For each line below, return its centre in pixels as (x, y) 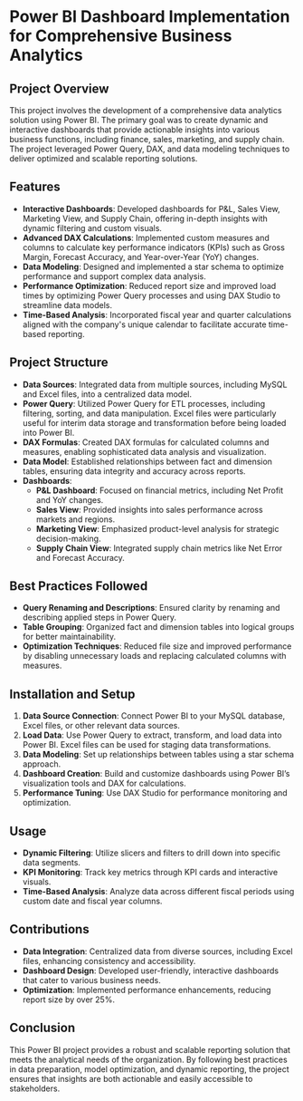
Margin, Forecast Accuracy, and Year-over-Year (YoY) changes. (141, 256)
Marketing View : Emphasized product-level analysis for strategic (157, 528)
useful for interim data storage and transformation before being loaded (154, 422)
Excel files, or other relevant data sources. (101, 726)
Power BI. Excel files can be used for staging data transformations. (147, 745)
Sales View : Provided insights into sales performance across (150, 509)
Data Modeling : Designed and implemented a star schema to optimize (153, 266)
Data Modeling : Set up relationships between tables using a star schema (158, 755)
